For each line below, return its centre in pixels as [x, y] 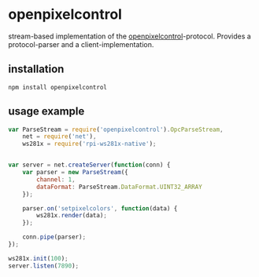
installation [36, 69]
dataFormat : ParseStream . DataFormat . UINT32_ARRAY [119, 187]
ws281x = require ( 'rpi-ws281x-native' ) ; [89, 144]
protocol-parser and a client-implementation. [81, 44]
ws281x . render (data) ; [72, 216]
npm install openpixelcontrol [58, 87]
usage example [46, 111]
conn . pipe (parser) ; [54, 237]
